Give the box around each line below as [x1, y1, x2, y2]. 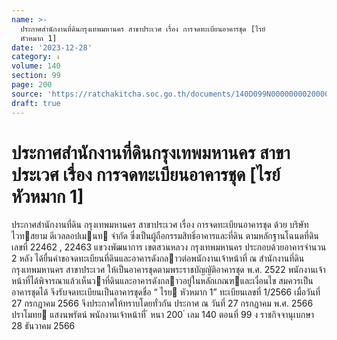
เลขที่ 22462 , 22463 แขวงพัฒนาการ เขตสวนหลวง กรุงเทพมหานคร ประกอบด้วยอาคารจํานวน [11, 241, 327, 253]
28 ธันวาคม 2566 [11, 320, 76, 332]
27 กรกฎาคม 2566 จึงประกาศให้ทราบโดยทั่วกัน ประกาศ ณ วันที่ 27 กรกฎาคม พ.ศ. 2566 [11, 297, 314, 310]
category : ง [11, 52, 60, 62]
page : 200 [11, 80, 53, 90]
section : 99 [11, 71, 61, 81]
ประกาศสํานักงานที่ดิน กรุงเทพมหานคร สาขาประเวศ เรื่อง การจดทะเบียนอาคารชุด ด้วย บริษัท [11, 219, 309, 231]
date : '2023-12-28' [11, 42, 93, 53]
